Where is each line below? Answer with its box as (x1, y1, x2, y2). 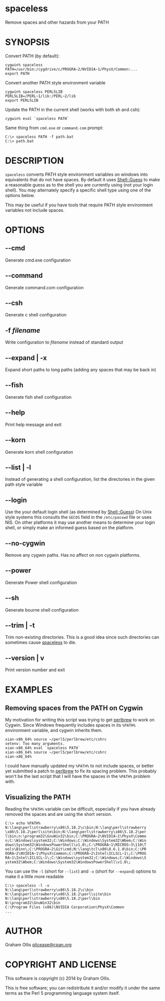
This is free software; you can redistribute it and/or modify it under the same (5, 985, 160, 991)
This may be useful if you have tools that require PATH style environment (5, 202, 153, 208)
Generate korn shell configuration (5, 449, 73, 455)
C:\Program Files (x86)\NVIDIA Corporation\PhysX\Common (5, 905, 125, 910)
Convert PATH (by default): (5, 53, 60, 59)
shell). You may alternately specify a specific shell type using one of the (5, 187, 151, 193)
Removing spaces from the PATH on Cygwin (5, 704, 143, 712)
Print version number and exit (5, 667, 65, 673)
